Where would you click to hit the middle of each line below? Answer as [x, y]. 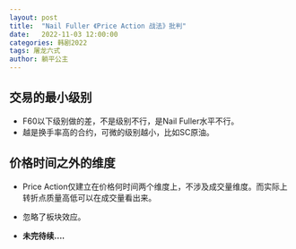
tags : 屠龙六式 [35, 51]
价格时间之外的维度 [62, 163]
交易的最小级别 [51, 98]
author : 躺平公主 [39, 59]
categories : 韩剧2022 [48, 43]
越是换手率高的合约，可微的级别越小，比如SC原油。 [118, 132]
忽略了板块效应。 [54, 217]
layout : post [34, 17]
